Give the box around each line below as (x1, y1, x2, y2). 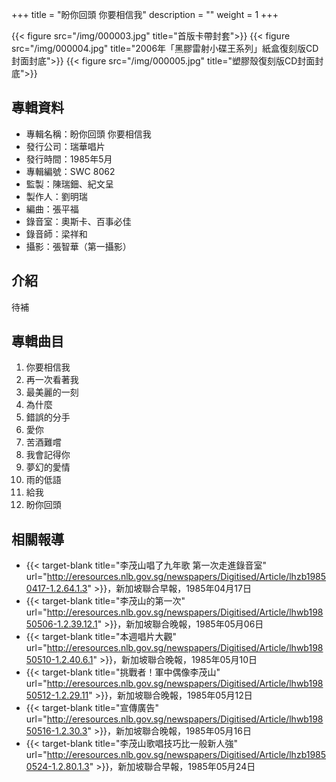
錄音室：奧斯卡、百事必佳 (25, 215, 132, 227)
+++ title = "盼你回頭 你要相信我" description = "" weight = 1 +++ (11, 9, 279, 20)
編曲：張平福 (25, 203, 79, 215)
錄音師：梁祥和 (25, 228, 88, 240)
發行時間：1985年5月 (25, 153, 113, 165)
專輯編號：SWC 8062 (25, 165, 116, 177)
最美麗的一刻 (25, 386, 79, 398)
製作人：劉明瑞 (25, 190, 88, 202)
